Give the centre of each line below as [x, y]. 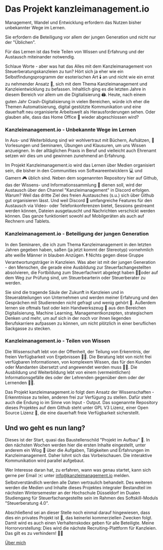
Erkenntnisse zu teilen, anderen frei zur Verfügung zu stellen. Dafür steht [78, 397]
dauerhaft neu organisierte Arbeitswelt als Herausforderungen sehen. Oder [80, 112]
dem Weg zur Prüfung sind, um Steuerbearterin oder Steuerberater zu [75, 277]
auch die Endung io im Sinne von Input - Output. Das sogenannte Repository [81, 402]
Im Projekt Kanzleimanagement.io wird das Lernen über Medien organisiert [80, 165]
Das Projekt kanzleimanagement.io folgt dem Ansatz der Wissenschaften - [80, 392]
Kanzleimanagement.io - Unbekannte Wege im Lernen [71, 129]
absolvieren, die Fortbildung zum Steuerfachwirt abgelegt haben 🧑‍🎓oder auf [81, 272]
